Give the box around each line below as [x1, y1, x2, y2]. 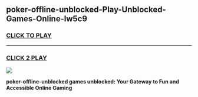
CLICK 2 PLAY [6, 53, 47, 62]
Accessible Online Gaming [6, 84, 72, 91]
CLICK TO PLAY [6, 32, 52, 40]
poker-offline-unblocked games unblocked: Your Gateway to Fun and [6, 78, 180, 85]
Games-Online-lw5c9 [6, 14, 87, 24]
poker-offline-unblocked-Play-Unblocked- [6, 5, 166, 15]
